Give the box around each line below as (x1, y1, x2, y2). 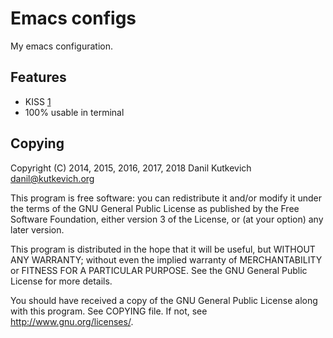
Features (10, 69, 67, 86)
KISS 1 (24, 95, 52, 107)
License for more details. (10, 275, 113, 287)
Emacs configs (10, 7, 137, 30)
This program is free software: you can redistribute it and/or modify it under (10, 192, 322, 204)
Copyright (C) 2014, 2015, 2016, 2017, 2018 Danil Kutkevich (10, 162, 252, 174)
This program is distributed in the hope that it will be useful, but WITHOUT (10, 243, 316, 255)
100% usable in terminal (24, 106, 125, 118)
